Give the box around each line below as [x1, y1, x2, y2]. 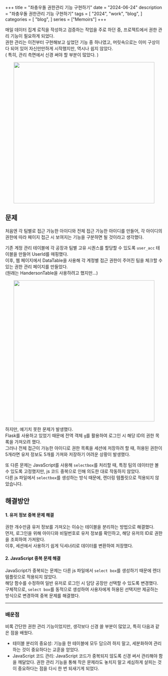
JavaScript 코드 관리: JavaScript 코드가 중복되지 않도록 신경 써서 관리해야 [12, 652, 158, 659]
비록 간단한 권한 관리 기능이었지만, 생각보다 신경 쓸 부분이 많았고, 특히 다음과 [5, 623, 154, 629]
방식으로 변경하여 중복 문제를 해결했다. [5, 592, 80, 599]
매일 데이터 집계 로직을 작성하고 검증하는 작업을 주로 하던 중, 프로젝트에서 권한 [5, 27, 157, 33]
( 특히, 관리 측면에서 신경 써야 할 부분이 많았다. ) [5, 52, 99, 58]
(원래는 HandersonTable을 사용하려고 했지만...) [5, 270, 98, 276]
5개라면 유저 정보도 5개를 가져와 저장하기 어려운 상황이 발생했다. [5, 451, 130, 457]
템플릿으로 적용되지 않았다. [5, 574, 57, 580]
